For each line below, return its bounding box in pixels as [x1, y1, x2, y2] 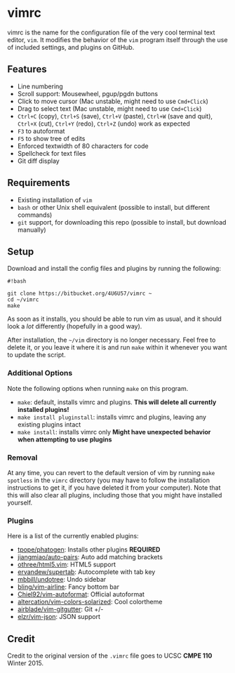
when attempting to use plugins [17, 435, 112, 444]
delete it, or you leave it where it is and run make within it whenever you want [7, 343, 227, 352]
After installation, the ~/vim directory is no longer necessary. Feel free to [7, 335, 216, 345]
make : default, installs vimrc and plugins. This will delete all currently [17, 398, 217, 406]
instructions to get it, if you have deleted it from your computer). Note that [7, 483, 221, 492]
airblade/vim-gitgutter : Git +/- [17, 605, 104, 613]
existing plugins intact [17, 420, 81, 429]
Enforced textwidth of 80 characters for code [17, 142, 149, 150]
